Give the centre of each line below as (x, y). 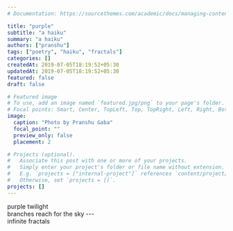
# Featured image (32, 97)
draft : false (26, 84)
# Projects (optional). (42, 154)
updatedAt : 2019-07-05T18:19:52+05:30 (63, 71)
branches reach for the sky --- (51, 214)
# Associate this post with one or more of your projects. (97, 161)
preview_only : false (43, 135)
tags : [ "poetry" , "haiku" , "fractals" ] (65, 52)
